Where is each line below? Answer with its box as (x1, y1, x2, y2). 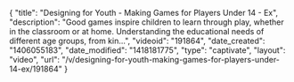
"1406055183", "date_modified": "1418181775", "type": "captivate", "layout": (9, 45, 286, 56)
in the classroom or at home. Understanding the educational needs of (9, 26, 265, 36)
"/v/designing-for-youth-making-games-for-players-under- (61, 55, 281, 64)
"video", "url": (9, 55, 61, 64)
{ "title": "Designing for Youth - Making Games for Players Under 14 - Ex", (9, 8, 279, 18)
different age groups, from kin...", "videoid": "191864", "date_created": (9, 35, 265, 46)
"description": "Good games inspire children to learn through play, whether (9, 17, 285, 27)
